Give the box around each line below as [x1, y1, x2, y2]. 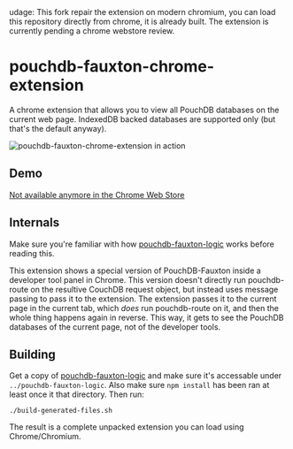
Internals [9, 215, 60, 231]
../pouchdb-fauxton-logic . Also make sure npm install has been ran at [9, 380, 270, 391]
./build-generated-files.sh [9, 407, 113, 415]
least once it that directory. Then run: [9, 389, 144, 400]
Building [9, 346, 56, 361]
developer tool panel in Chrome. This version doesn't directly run [9, 274, 246, 285]
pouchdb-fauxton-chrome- [9, 57, 215, 77]
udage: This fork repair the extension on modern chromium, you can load [9, 7, 276, 17]
